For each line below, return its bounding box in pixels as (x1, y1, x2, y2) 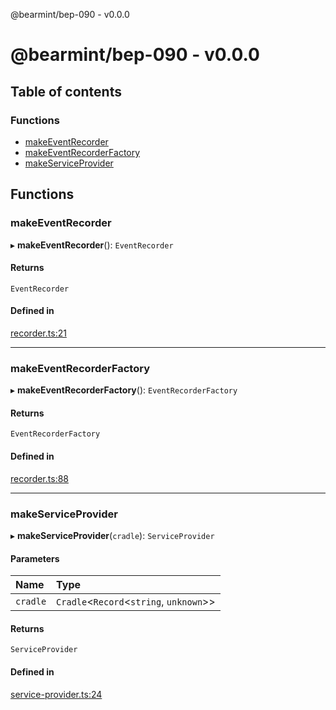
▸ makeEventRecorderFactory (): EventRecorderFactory (10, 384, 238, 396)
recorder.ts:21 (10, 327, 67, 339)
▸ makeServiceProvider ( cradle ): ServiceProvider (10, 529, 215, 541)
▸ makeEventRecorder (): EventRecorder (10, 239, 174, 251)
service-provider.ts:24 (10, 688, 103, 700)
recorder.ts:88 (10, 472, 69, 484)
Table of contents (10, 83, 122, 100)
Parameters (10, 552, 60, 564)
